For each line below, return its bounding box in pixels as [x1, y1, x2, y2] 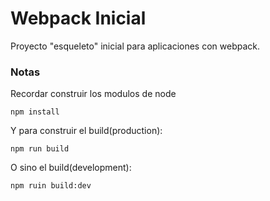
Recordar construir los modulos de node [10, 88, 177, 100]
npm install [10, 107, 60, 117]
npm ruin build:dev [10, 181, 92, 191]
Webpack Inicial [10, 7, 147, 30]
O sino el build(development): [10, 162, 132, 174]
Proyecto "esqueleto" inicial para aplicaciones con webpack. [10, 40, 261, 52]
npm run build [10, 144, 70, 154]
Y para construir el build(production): [10, 125, 163, 137]
